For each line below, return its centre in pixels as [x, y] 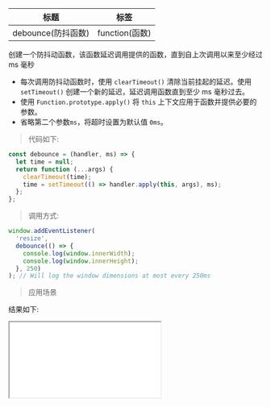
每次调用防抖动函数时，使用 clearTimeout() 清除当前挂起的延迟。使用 [135, 81]
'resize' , [32, 239]
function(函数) [124, 33]
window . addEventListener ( [52, 231]
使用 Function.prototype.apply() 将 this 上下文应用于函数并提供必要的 [138, 102]
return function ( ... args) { [65, 169]
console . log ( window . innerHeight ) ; [81, 261]
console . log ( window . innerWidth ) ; [79, 253]
